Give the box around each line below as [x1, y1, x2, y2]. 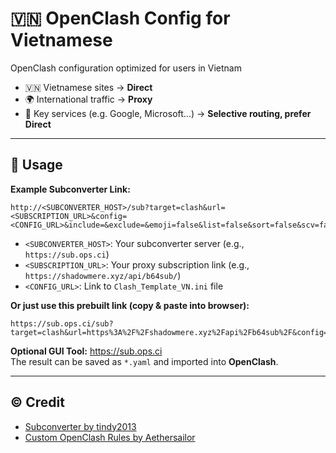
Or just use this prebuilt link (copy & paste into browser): [10, 299, 250, 311]
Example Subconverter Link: [10, 183, 131, 195]
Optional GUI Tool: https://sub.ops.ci [10, 345, 163, 357]
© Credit [10, 394, 65, 411]
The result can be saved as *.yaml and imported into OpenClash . [10, 355, 279, 367]
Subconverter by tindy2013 [24, 420, 137, 432]
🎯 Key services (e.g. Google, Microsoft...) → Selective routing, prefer [24, 107, 312, 119]
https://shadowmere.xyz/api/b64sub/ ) [24, 269, 182, 281]
